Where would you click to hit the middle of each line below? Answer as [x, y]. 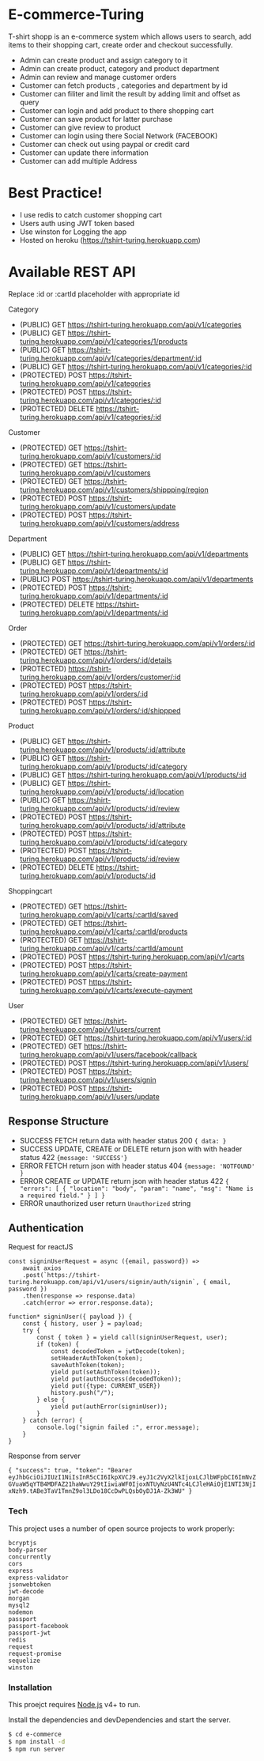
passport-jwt [30, 1633]
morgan [19, 1598]
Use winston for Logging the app [73, 232]
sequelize [25, 1661]
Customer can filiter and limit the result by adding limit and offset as [130, 93]
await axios [42, 1268]
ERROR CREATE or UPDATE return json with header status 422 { [124, 1181]
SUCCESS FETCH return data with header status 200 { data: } [123, 1140]
